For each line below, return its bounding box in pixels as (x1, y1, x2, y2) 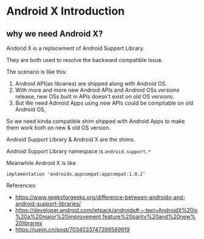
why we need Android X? (6, 29, 104, 39)
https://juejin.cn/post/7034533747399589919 (15, 226, 130, 233)
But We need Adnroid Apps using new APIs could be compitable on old (15, 99, 194, 106)
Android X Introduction (6, 4, 125, 18)
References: (6, 182, 37, 189)
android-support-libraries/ (15, 200, 81, 207)
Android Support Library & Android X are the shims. (6, 136, 135, 143)
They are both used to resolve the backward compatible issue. (6, 57, 163, 63)
